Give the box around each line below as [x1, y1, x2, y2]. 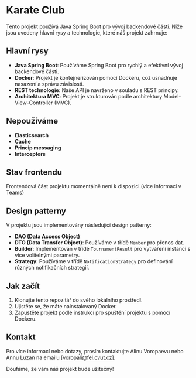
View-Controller [14, 99, 53, 106]
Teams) [6, 189, 25, 196]
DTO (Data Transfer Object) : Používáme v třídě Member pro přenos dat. [14, 239, 184, 246]
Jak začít [6, 281, 40, 291]
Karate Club [6, 4, 66, 17]
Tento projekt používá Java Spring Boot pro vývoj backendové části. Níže [6, 23, 183, 30]
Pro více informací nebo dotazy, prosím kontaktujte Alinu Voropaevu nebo [6, 348, 184, 355]
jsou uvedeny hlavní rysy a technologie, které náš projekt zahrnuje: [6, 29, 168, 36]
